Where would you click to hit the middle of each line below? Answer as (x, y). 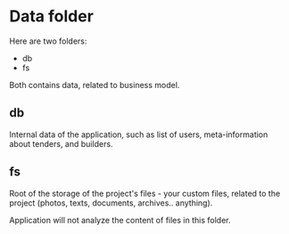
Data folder (51, 16)
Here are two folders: (48, 41)
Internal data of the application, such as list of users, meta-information (139, 134)
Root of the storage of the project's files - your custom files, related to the (145, 193)
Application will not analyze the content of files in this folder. (120, 220)
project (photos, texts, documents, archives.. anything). (111, 203)
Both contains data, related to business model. (95, 85)
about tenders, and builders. (61, 143)
